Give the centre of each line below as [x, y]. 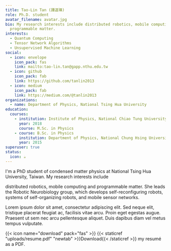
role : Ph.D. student [27, 15]
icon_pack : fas [31, 62]
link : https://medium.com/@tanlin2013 [55, 95]
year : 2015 [30, 143]
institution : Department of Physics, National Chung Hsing [82, 138]
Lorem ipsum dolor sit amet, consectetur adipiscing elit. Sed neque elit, [80, 207]
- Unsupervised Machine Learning [45, 48]
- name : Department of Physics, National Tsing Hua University [78, 105]
